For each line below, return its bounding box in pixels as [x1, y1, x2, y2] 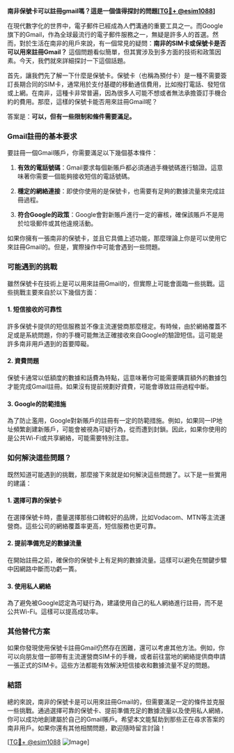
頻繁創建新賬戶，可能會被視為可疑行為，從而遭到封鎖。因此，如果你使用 [13, 425, 221, 433]
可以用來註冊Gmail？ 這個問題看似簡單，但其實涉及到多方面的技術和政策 [7, 48, 215, 56]
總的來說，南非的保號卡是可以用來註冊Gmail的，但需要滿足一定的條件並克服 [7, 697, 225, 706]
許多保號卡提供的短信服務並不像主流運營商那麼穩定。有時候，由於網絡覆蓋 [7, 322, 221, 330]
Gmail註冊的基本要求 [7, 131, 78, 141]
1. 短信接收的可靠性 [7, 305, 63, 313]
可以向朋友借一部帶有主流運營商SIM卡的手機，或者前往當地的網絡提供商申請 [7, 653, 226, 661]
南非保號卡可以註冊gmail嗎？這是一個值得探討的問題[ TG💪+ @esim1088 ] [7, 7, 216, 15]
